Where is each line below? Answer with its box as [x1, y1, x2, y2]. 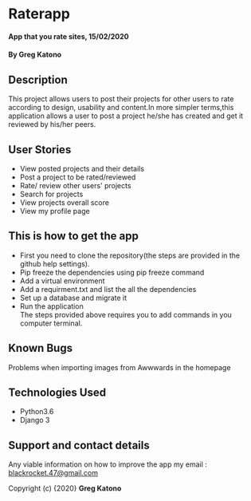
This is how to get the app [8, 229, 139, 243]
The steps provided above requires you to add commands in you [19, 310, 233, 319]
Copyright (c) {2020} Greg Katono [8, 483, 122, 493]
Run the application [19, 301, 84, 311]
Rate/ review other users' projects [19, 181, 131, 190]
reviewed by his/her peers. [8, 120, 96, 129]
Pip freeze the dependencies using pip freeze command [19, 267, 205, 277]
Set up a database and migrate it [19, 293, 127, 302]
